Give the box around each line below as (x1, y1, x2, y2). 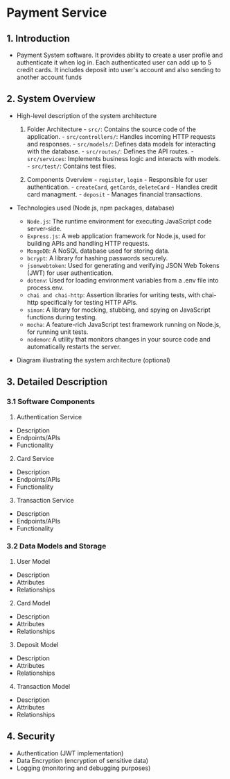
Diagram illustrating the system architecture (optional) (16, 355, 170, 364)
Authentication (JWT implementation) (16, 748, 124, 757)
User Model (16, 557, 51, 565)
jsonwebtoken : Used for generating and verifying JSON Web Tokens (26, 261, 220, 269)
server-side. (26, 224, 62, 233)
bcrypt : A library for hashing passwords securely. (26, 253, 168, 262)
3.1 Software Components (6, 397, 95, 407)
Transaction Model (16, 682, 71, 690)
